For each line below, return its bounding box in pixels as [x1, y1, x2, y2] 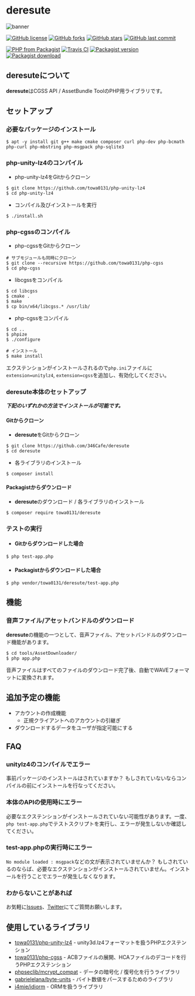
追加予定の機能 [6, 692, 60, 703]
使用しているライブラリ [6, 922, 91, 932]
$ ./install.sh [6, 213, 43, 219]
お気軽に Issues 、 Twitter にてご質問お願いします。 [6, 904, 125, 911]
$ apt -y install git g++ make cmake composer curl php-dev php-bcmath [6, 139, 184, 145]
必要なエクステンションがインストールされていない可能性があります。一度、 [6, 812, 190, 820]
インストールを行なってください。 [36, 782, 119, 789]
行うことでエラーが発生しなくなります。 [21, 872, 119, 880]
